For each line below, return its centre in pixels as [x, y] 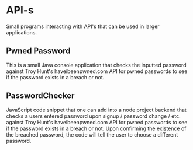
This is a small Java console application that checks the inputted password [96, 65]
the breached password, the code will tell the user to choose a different [92, 134]
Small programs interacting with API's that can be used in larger [83, 26]
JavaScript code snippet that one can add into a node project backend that [96, 110]
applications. [21, 32]
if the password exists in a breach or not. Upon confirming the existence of [96, 128]
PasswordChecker [40, 96]
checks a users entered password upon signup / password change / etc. [93, 116]
